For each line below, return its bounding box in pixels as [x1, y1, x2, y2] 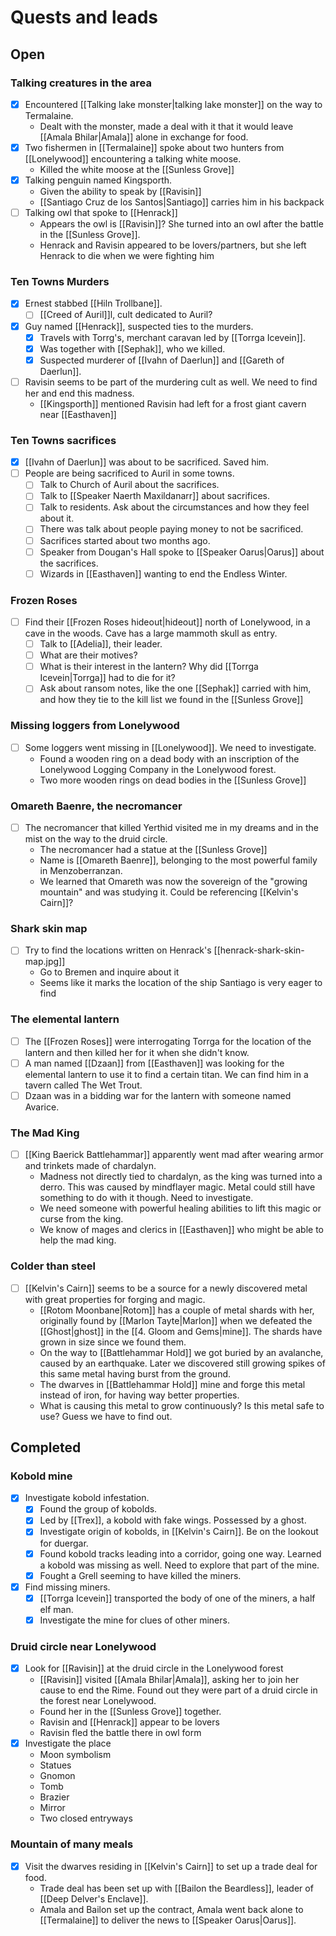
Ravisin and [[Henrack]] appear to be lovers [39, 1716, 220, 1728]
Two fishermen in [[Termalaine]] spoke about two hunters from [24, 141, 285, 153]
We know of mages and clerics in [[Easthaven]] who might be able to [39, 1224, 325, 1236]
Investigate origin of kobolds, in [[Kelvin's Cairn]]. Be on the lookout [39, 1526, 319, 1538]
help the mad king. [39, 1234, 117, 1246]
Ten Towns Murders [10, 275, 110, 289]
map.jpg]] [24, 956, 66, 968]
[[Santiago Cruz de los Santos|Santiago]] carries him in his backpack [39, 196, 325, 208]
